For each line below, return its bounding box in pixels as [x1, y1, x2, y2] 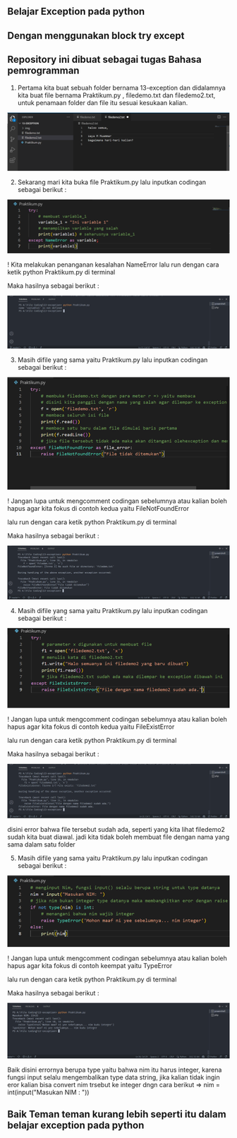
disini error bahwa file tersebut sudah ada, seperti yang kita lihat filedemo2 [7, 825, 226, 833]
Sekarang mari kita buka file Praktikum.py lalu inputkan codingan [17, 178, 207, 186]
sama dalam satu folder [7, 840, 75, 849]
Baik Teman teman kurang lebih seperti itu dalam [7, 1108, 227, 1120]
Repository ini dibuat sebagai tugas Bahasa [7, 54, 202, 66]
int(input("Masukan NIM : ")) [7, 1088, 90, 1096]
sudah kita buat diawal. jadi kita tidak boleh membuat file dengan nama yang [7, 833, 230, 841]
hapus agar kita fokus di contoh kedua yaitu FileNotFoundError [7, 504, 190, 513]
